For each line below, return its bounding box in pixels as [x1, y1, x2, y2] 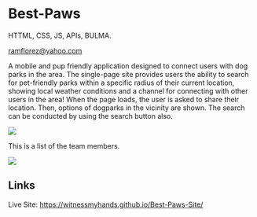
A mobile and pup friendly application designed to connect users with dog [8, 61, 248, 71]
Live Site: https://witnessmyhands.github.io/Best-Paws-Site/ [8, 200, 204, 209]
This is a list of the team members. [8, 141, 120, 150]
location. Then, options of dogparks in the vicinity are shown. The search [8, 103, 245, 112]
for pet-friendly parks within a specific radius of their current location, [8, 78, 235, 87]
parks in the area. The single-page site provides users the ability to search [8, 69, 249, 79]
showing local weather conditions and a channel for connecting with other [8, 86, 248, 95]
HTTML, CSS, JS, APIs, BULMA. [8, 31, 112, 40]
